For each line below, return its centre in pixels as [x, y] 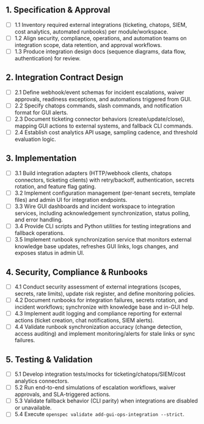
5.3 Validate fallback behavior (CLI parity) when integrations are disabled [106, 401]
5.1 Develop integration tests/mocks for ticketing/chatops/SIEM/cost [100, 374]
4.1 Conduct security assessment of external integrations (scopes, [98, 287]
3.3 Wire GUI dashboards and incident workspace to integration [95, 206]
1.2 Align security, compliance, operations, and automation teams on [100, 38]
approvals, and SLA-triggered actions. [62, 394]
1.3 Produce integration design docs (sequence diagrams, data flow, [100, 51]
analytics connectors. [42, 381]
